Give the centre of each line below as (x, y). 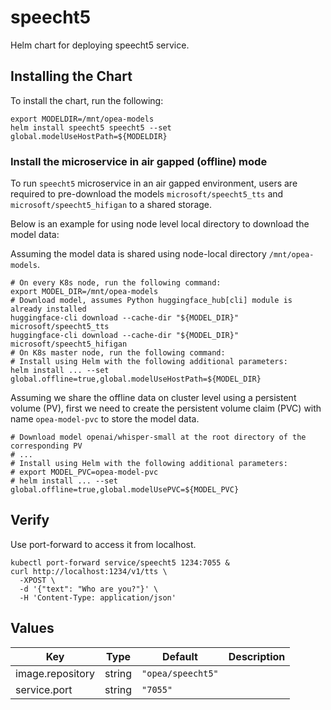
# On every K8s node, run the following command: (116, 283)
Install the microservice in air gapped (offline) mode (139, 161)
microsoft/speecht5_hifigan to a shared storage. (111, 205)
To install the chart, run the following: (87, 100)
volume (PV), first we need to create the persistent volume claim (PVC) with (166, 408)
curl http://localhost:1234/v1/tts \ (89, 571)
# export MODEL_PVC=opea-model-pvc (84, 472)
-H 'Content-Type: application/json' (98, 597)
